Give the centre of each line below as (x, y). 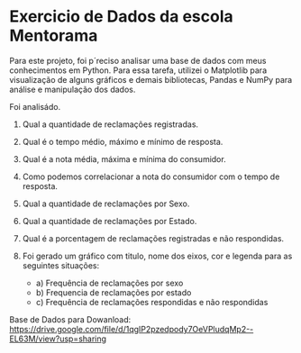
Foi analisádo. (35, 106)
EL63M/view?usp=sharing (58, 339)
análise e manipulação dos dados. (73, 89)
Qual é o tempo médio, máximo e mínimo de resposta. (123, 141)
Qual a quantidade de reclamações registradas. (110, 124)
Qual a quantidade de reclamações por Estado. (109, 221)
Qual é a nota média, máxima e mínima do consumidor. (124, 158)
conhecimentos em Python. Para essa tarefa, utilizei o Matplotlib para (138, 70)
